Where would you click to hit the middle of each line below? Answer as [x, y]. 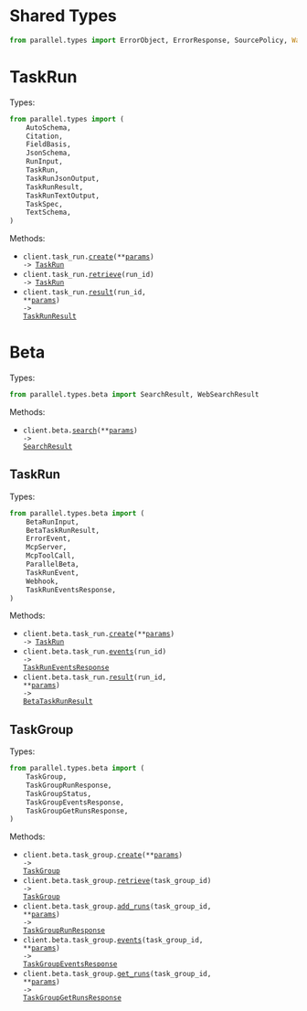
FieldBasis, [48, 144]
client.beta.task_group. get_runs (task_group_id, [117, 974]
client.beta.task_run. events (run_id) [95, 652]
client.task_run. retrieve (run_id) [88, 275]
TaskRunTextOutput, [63, 196]
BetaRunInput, [53, 522]
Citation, [45, 136]
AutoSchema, [48, 128]
